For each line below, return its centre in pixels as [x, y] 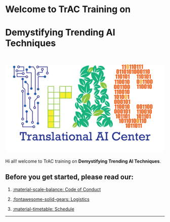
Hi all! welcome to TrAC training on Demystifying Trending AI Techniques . [83, 161]
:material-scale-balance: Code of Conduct [57, 189]
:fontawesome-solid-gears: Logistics [51, 199]
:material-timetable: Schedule [43, 209]
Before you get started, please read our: [70, 177]
